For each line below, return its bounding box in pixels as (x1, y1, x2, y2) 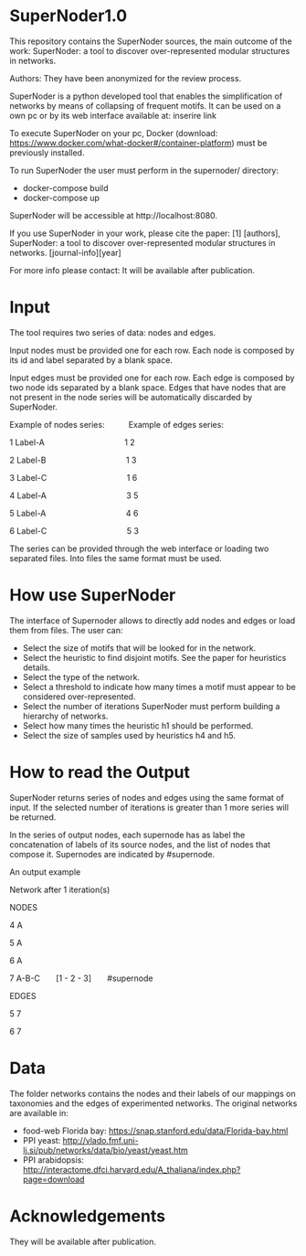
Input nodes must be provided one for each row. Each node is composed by (9, 345, 295, 356)
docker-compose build (22, 182, 109, 193)
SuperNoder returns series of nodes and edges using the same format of (9, 792, 285, 803)
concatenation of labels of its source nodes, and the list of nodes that (9, 838, 271, 850)
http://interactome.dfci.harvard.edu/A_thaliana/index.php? (22, 1164, 241, 1175)
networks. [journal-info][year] (9, 247, 121, 258)
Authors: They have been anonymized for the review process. (9, 72, 242, 83)
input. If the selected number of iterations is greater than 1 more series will (9, 802, 290, 813)
